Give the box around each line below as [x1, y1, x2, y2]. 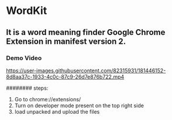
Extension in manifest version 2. [6, 36, 126, 46]
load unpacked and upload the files [14, 108, 100, 115]
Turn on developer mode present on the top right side [14, 102, 145, 109]
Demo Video [6, 54, 42, 62]
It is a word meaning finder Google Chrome [6, 27, 166, 37]
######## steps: [6, 84, 49, 91]
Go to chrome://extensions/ [14, 96, 81, 103]
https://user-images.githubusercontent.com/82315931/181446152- [6, 67, 166, 74]
